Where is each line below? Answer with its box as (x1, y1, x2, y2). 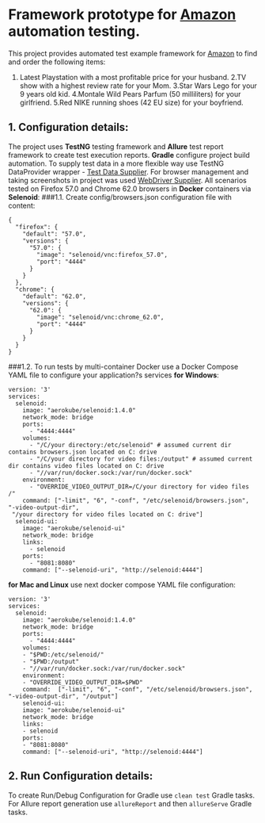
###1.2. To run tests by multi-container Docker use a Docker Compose (8, 362, 239, 371)
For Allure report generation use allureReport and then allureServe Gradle (8, 798, 252, 808)
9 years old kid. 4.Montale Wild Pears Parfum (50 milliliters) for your (19, 89, 241, 98)
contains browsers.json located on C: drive (8, 448, 157, 456)
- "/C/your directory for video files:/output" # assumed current (28, 454, 253, 463)
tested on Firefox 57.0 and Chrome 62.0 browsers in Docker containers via (8, 184, 252, 193)
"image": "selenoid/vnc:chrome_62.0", (36, 313, 165, 321)
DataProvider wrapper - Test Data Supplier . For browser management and (8, 167, 249, 176)
